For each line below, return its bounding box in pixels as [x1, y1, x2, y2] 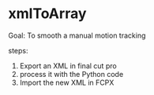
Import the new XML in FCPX [19, 78, 115, 87]
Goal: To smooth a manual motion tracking [8, 31, 146, 40]
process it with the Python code [19, 69, 124, 79]
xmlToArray [8, 5, 87, 23]
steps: [8, 46, 28, 55]
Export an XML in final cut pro [19, 60, 117, 71]
